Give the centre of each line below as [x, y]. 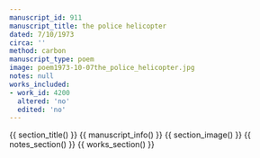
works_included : [40, 84]
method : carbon [38, 51]
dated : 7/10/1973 [42, 34]
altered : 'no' [44, 101]
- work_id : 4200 [40, 92]
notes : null [31, 76]
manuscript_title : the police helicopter [88, 26]
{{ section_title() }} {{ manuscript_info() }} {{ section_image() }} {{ [130, 135]
